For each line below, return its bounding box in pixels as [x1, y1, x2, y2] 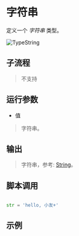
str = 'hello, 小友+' [6, 202, 59, 209]
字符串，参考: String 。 [21, 161, 77, 168]
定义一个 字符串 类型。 [6, 27, 62, 34]
